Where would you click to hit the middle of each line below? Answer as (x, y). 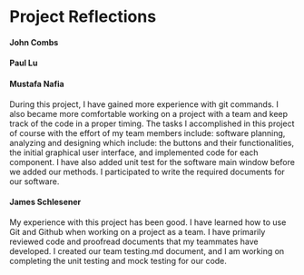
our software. (34, 181)
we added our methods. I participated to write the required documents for (147, 172)
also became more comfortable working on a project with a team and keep (149, 113)
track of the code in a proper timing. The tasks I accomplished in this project (152, 123)
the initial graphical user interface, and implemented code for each (134, 152)
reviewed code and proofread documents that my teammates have (134, 241)
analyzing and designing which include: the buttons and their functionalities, (152, 142)
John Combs (34, 42)
